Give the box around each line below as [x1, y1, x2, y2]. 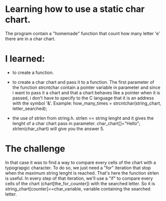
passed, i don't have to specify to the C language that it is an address [12, 95, 154, 101]
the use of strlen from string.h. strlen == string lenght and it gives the [12, 115, 154, 121]
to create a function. [12, 69, 54, 75]
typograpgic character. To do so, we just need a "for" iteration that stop [5, 165, 151, 171]
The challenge [5, 143, 65, 154]
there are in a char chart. [5, 36, 56, 42]
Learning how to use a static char [5, 3, 145, 15]
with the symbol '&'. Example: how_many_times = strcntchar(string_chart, [12, 100, 162, 106]
